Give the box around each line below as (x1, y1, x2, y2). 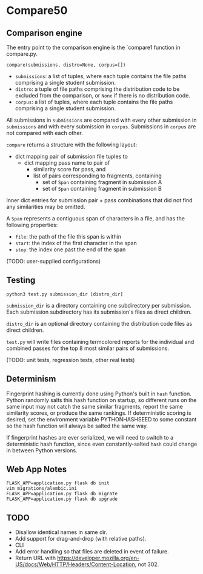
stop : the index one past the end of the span (15, 246, 126, 253)
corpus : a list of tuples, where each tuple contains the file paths (15, 98, 173, 105)
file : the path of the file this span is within (15, 233, 122, 240)
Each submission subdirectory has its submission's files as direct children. (6, 308, 192, 315)
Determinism (6, 374, 56, 384)
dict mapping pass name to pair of (24, 159, 110, 167)
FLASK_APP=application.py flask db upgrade (6, 496, 118, 503)
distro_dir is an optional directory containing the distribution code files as (6, 320, 193, 327)
